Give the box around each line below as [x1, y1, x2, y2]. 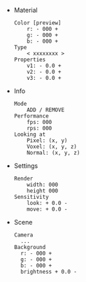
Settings [13, 162, 38, 170]
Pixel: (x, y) [27, 137, 68, 144]
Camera [13, 232, 34, 239]
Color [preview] [13, 20, 62, 27]
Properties [13, 56, 46, 63]
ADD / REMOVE [27, 106, 65, 113]
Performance [13, 113, 49, 120]
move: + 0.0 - [27, 206, 68, 213]
